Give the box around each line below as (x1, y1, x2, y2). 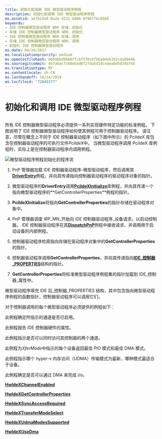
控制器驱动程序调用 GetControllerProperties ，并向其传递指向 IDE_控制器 (12, 255, 156, 261)
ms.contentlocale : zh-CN (5, 70, 55, 75)
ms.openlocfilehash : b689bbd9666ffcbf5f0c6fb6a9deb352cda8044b (5, 57, 135, 62)
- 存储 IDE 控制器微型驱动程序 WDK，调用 (5, 39, 80, 44)
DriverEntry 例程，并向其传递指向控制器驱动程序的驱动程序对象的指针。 (12, 173, 155, 179)
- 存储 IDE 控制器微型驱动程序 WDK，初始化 (5, 30, 83, 34)
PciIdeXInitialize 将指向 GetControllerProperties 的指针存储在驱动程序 (12, 200, 150, 205)
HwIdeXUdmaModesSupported (5, 420, 70, 425)
